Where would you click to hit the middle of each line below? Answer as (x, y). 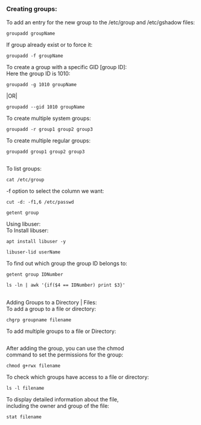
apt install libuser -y (36, 242)
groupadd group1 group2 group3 (46, 152)
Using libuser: (24, 224)
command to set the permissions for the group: (65, 355)
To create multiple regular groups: (49, 140)
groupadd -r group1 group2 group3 (50, 129)
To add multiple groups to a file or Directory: (61, 331)
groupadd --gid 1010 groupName (46, 107)
